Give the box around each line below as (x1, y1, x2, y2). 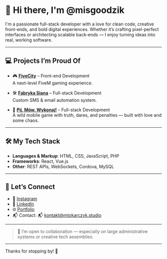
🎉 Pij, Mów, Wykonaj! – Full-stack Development (12, 107, 110, 113)
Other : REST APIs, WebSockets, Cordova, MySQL (12, 163, 114, 169)
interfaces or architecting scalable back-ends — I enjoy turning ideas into (5, 31, 156, 37)
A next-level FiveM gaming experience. (12, 80, 93, 86)
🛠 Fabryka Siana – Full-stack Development (12, 90, 102, 96)
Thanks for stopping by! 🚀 (5, 248, 58, 254)
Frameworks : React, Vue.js (12, 158, 69, 164)
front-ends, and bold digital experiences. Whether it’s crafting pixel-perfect (5, 26, 159, 32)
